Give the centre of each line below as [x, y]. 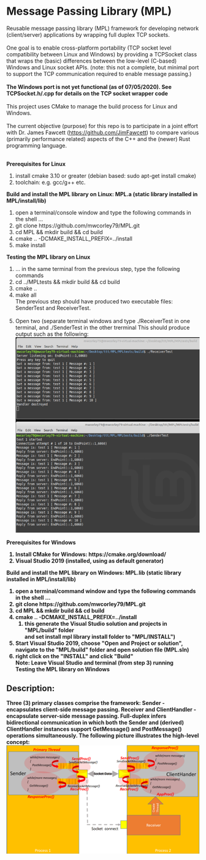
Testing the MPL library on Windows [63, 669]
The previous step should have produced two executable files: [94, 301]
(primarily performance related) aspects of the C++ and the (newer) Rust [98, 139]
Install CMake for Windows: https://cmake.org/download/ [91, 554]
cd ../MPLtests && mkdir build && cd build [67, 282]
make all [26, 295]
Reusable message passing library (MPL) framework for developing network [103, 28]
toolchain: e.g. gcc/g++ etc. [50, 182]
